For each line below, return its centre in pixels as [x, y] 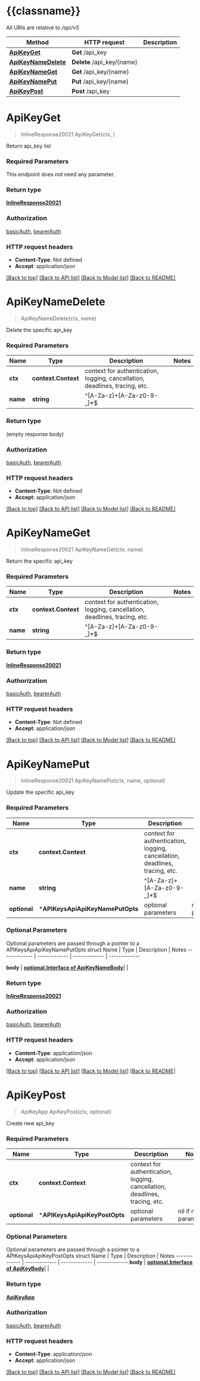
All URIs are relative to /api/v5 [43, 27]
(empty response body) [35, 434]
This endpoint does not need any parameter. [60, 174]
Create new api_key [30, 1123]
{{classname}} [43, 11]
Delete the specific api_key [39, 330]
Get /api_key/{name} [100, 72]
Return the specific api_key [40, 561]
